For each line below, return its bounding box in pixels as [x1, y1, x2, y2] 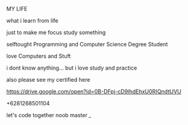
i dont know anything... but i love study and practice [6, 64, 137, 71]
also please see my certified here [6, 76, 91, 83]
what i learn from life [6, 17, 59, 24]
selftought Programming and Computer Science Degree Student [6, 41, 168, 48]
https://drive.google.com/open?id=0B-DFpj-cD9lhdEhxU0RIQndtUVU [6, 88, 182, 95]
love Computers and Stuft [6, 52, 71, 60]
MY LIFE [6, 5, 28, 12]
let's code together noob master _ [6, 112, 92, 118]
